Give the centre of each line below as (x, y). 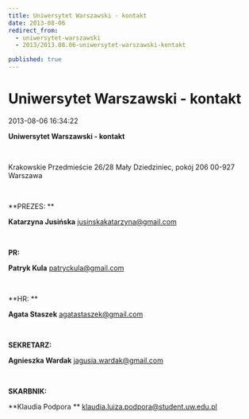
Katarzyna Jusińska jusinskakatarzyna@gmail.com (92, 221)
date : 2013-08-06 (37, 23)
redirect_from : (33, 30)
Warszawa (25, 175)
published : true (35, 60)
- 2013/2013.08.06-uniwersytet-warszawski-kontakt (101, 45)
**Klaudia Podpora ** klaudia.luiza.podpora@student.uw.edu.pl (113, 406)
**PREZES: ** (31, 206)
